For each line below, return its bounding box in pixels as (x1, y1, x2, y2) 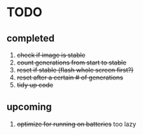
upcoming (6, 101, 52, 113)
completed (6, 32, 55, 44)
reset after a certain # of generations (16, 73, 123, 82)
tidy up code (16, 81, 54, 89)
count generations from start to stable (16, 58, 127, 67)
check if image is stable (16, 51, 86, 59)
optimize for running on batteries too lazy (16, 120, 137, 128)
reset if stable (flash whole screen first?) (16, 66, 134, 74)
